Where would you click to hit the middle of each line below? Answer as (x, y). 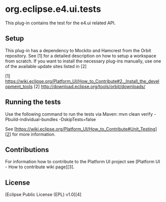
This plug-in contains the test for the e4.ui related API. (60, 23)
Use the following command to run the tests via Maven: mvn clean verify (79, 114)
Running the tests (33, 102)
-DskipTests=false (77, 119)
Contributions (27, 150)
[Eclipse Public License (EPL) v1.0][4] (43, 195)
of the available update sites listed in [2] (46, 66)
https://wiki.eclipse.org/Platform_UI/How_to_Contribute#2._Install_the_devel (82, 81)
